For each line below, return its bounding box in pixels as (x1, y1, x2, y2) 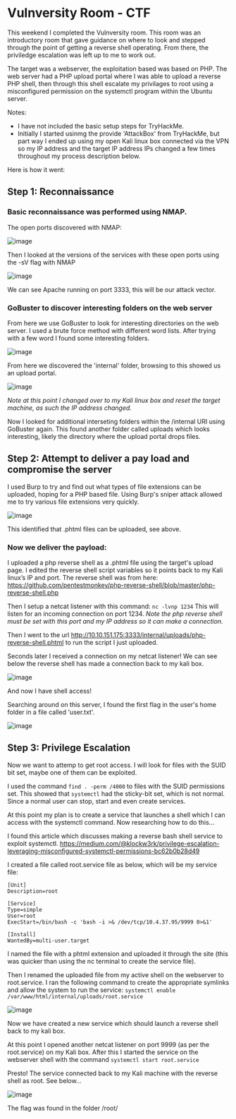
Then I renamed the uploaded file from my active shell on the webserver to (7, 970, 224, 979)
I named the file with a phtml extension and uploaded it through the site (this (7, 949, 229, 957)
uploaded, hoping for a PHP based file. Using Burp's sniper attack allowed (7, 490, 223, 498)
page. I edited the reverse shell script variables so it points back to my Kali (7, 566, 223, 574)
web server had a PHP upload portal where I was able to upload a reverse (7, 72, 221, 80)
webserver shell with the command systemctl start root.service (7, 1055, 199, 1063)
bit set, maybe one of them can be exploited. (7, 768, 137, 777)
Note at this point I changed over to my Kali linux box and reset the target (7, 396, 221, 404)
